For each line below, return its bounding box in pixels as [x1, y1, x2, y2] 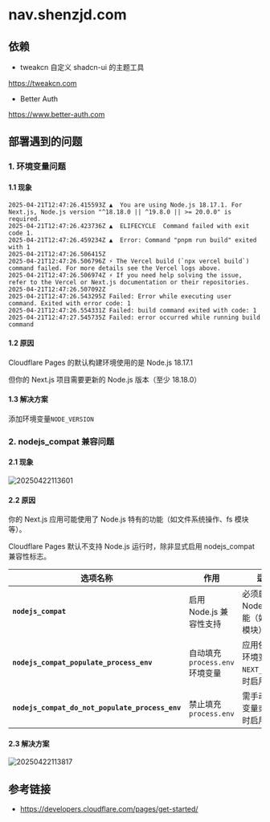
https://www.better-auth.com [8, 110, 105, 119]
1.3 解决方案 [8, 395, 48, 404]
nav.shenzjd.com [8, 6, 127, 24]
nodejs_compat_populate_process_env [12, 658, 153, 668]
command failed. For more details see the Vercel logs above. [8, 264, 221, 272]
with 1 [8, 243, 31, 251]
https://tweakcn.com [8, 79, 78, 88]
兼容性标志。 [8, 552, 51, 562]
